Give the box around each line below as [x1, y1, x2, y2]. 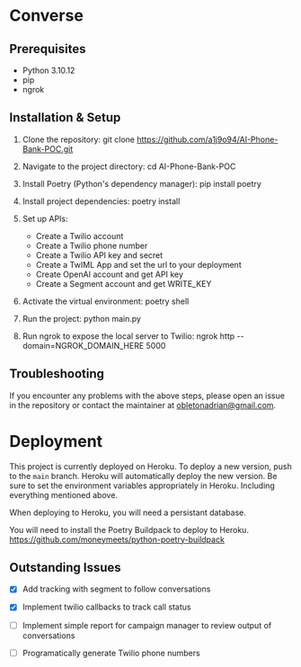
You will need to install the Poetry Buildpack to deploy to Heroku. [9, 524, 250, 535]
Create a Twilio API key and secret [35, 249, 164, 261]
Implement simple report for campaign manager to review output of [22, 619, 272, 630]
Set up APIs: [22, 213, 69, 224]
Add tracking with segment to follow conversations [22, 583, 211, 594]
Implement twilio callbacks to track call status [22, 601, 191, 612]
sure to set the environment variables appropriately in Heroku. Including [9, 480, 276, 491]
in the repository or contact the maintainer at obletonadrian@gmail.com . [9, 399, 277, 410]
